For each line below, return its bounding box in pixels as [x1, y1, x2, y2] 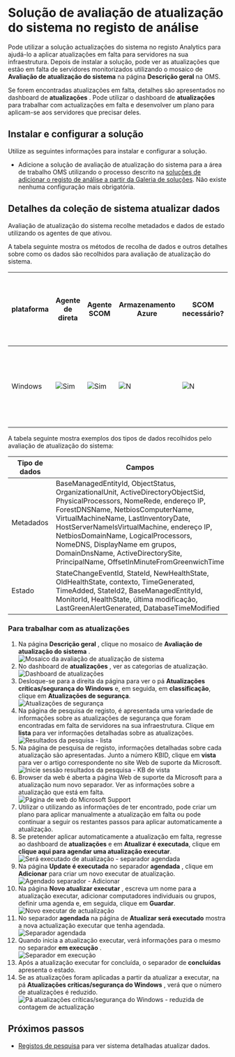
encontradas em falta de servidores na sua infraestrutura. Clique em [17, 721, 215, 729]
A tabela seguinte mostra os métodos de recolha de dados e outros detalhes [8, 242, 228, 250]
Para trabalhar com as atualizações [8, 624, 130, 634]
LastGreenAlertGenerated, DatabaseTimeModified [55, 603, 220, 613]
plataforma [11, 304, 50, 314]
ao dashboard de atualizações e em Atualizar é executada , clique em [17, 839, 220, 848]
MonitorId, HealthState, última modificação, [55, 594, 198, 604]
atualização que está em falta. [17, 788, 105, 796]
